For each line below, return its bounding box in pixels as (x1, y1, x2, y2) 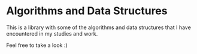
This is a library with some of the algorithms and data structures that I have (6, 24, 192, 31)
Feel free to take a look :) (6, 42, 68, 49)
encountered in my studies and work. (6, 30, 98, 37)
